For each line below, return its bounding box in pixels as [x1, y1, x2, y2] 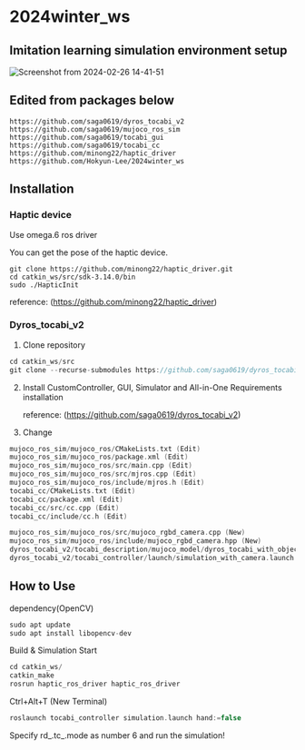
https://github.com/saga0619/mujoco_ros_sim [9, 124, 181, 133]
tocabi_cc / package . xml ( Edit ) [9, 495, 124, 504]
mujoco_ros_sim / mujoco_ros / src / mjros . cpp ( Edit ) [9, 469, 197, 479]
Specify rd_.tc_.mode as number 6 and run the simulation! [9, 729, 225, 741]
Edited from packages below [9, 93, 175, 108]
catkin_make [9, 671, 54, 680]
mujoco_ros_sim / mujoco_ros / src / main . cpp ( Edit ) [9, 461, 193, 470]
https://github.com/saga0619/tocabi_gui [9, 133, 165, 142]
